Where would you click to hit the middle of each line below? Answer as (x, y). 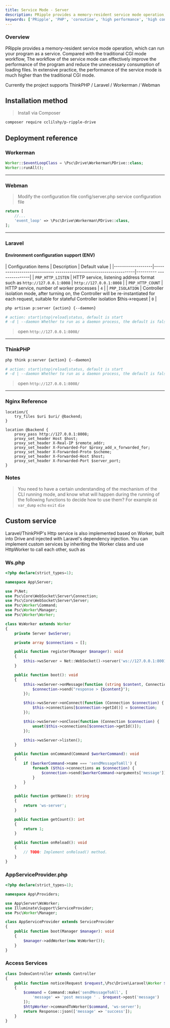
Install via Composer (39, 113)
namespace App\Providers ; (32, 894)
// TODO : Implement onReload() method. (66, 852)
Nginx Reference (26, 401)
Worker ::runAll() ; (25, 168)
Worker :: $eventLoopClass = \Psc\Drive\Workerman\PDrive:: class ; (74, 163)
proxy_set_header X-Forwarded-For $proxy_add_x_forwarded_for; (82, 447)
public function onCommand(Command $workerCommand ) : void (77, 754)
